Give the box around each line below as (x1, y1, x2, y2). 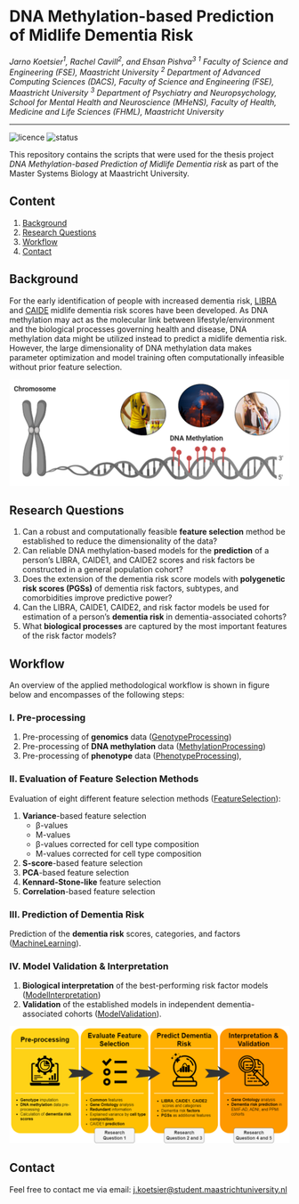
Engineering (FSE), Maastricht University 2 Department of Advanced (9, 65, 261, 77)
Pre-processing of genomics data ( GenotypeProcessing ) (21, 731, 232, 742)
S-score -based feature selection (21, 857, 143, 869)
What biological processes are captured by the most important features (21, 621, 287, 632)
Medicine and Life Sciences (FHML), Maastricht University (9, 106, 224, 117)
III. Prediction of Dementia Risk (9, 908, 145, 920)
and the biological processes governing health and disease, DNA (9, 323, 247, 335)
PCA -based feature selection (21, 867, 130, 877)
